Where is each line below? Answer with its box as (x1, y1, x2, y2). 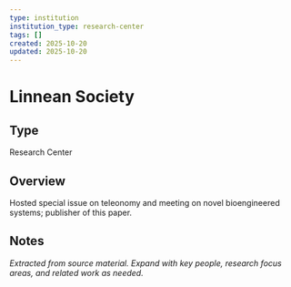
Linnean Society (9, 87, 135, 108)
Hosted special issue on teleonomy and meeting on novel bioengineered (9, 197, 280, 208)
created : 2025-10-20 (9, 38, 88, 48)
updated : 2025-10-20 (9, 47, 88, 56)
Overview (9, 173, 66, 189)
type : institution (9, 13, 79, 23)
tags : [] (9, 30, 43, 39)
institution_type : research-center (9, 22, 145, 31)
